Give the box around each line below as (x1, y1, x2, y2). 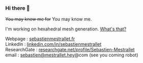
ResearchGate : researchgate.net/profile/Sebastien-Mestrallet (5, 47, 135, 53)
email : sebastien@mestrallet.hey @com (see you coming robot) (5, 52, 138, 58)
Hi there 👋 (5, 5, 31, 12)
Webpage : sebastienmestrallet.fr (5, 36, 75, 42)
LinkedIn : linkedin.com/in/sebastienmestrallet (5, 41, 102, 47)
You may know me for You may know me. (5, 16, 92, 22)
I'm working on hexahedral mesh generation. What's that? (5, 26, 127, 32)
